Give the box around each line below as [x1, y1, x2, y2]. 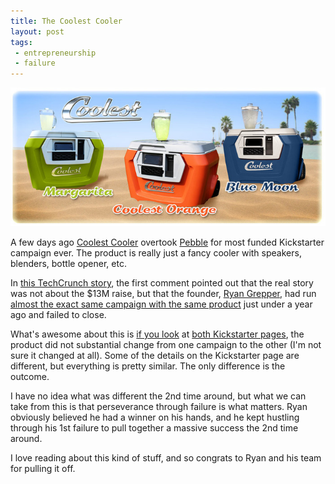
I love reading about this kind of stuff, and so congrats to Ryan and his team [10, 451, 322, 464]
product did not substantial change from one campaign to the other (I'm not [10, 338, 322, 350]
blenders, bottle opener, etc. [10, 257, 127, 269]
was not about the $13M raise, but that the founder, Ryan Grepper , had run [10, 287, 317, 299]
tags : [10, 37, 33, 47]
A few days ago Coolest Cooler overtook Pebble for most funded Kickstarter [10, 236, 325, 248]
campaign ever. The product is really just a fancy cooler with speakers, [10, 246, 302, 259]
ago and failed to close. [10, 308, 107, 320]
